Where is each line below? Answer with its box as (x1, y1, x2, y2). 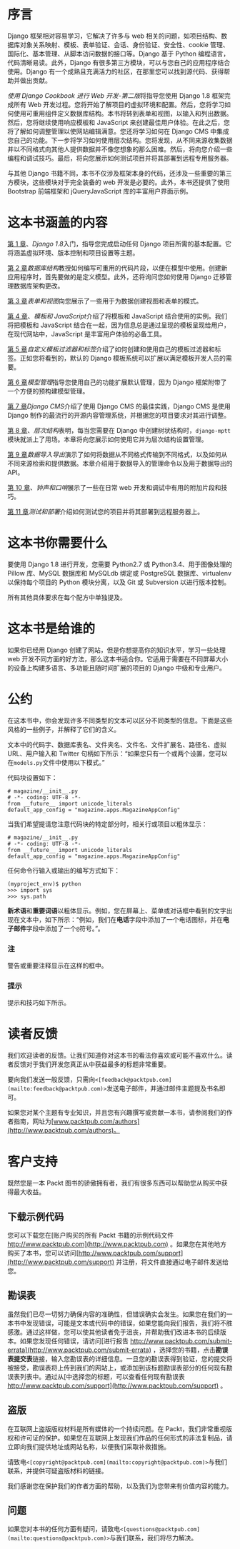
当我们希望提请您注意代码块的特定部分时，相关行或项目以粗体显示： (7, 819, 208, 828)
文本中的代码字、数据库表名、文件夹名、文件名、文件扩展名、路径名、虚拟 (7, 740, 226, 748)
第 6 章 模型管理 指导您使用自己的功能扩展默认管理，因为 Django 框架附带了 (7, 378, 227, 386)
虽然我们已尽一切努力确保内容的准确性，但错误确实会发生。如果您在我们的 (7, 1310, 226, 1318)
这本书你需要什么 (7, 535, 109, 551)
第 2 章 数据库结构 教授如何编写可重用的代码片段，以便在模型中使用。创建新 (7, 264, 228, 272)
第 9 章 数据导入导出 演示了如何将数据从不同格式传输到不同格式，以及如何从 (7, 450, 228, 458)
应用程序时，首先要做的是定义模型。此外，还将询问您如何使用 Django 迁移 (7, 272, 226, 281)
